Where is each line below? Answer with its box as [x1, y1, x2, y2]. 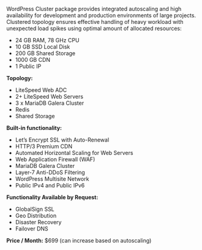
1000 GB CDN [15, 56, 51, 63]
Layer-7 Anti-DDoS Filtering [15, 169, 86, 176]
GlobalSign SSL [15, 205, 55, 213]
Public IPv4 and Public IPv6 [15, 182, 85, 189]
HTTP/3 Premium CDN [15, 143, 72, 150]
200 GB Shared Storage [15, 50, 76, 57]
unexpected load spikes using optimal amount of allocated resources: [6, 25, 182, 32]
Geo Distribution [15, 212, 57, 219]
